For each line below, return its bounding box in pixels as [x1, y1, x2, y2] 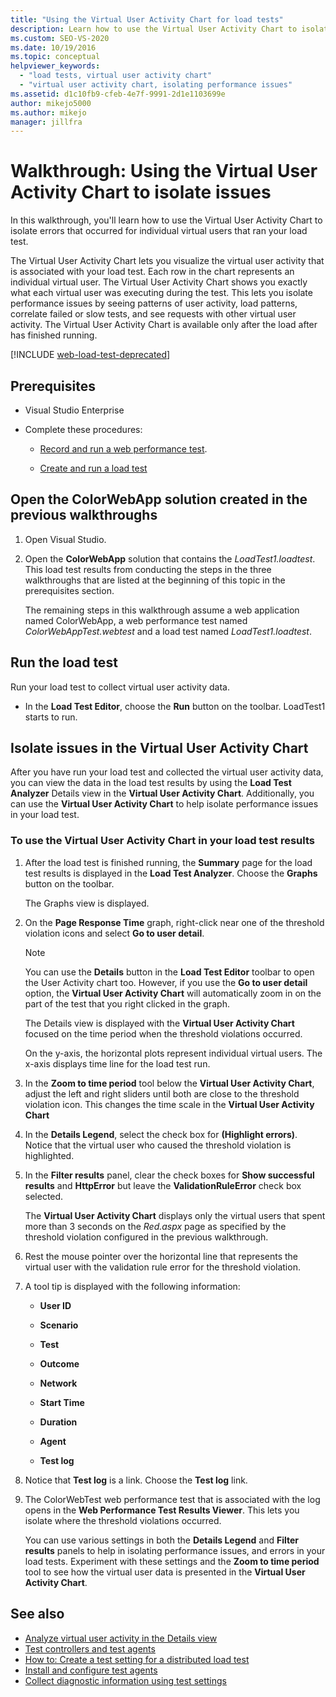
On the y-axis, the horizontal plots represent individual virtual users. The [24, 1047, 323, 1059]
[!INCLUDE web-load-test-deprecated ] [10, 349, 171, 361]
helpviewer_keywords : [10, 61, 101, 71]
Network [39, 1377, 78, 1389]
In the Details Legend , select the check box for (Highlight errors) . [24, 1128, 298, 1140]
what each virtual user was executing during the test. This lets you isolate [10, 287, 313, 299]
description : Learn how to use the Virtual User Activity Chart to [10, 24, 298, 34]
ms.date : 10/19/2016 [10, 42, 97, 53]
